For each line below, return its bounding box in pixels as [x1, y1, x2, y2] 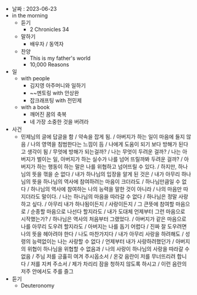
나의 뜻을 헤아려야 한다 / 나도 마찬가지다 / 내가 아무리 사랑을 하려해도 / [20, 230, 184, 238]
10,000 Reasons [29, 61, 70, 68]
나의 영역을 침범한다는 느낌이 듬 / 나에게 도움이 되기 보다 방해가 [30, 141, 177, 148]
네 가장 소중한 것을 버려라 [29, 118, 89, 125]
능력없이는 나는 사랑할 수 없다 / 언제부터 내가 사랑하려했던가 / [32, 238, 174, 245]
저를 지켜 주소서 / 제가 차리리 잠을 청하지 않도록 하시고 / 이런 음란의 [30, 260, 187, 267]
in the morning [11, 12, 48, 19]
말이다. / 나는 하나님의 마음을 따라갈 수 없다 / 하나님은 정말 [41, 193, 177, 200]
